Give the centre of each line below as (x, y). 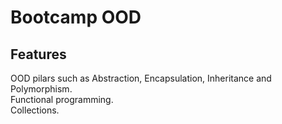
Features (38, 54)
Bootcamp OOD (76, 17)
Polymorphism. (41, 89)
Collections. (35, 110)
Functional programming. (62, 99)
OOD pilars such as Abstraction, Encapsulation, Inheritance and (141, 78)
